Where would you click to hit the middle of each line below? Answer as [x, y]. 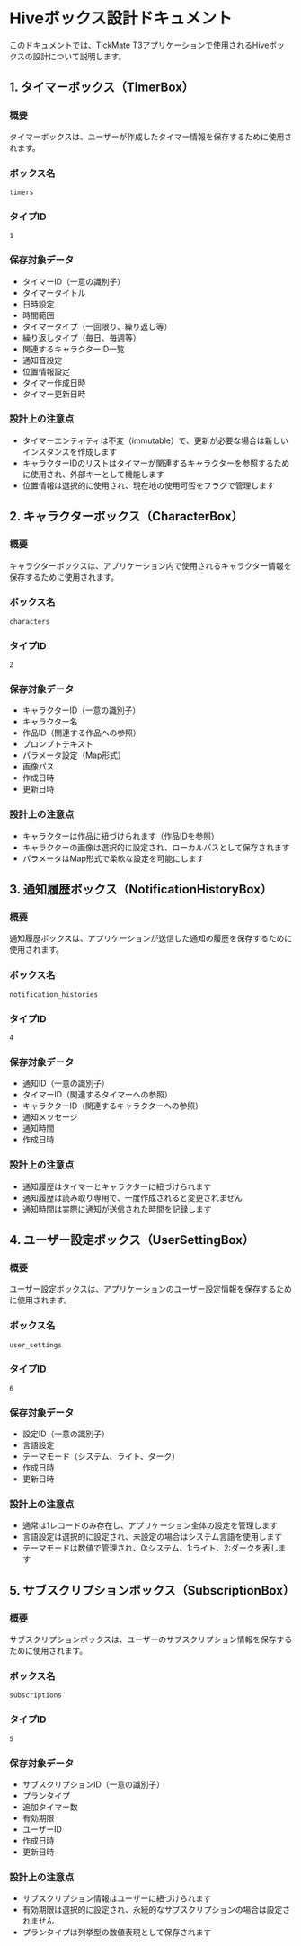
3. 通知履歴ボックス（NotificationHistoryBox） [141, 889]
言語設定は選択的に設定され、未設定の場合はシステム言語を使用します [152, 1537]
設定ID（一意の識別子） [66, 1434]
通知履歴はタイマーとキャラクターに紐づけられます [117, 1186]
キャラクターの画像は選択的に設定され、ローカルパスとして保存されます [156, 847]
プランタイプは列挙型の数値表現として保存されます [117, 1933]
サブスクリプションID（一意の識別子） [93, 1784]
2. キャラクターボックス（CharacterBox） [127, 516]
